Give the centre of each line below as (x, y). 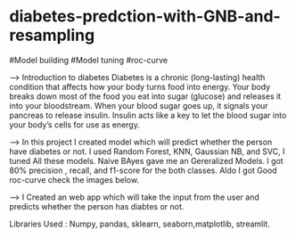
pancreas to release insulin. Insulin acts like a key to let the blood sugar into (148, 115)
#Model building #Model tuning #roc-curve (88, 60)
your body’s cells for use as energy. (74, 124)
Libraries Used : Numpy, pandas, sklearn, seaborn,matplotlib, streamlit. (140, 224)
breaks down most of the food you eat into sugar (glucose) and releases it (145, 96)
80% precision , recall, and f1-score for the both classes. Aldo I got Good (144, 170)
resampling (52, 35)
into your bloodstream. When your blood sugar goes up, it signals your (139, 105)
